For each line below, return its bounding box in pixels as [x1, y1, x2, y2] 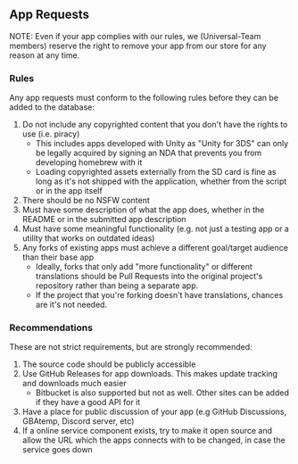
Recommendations [9, 321, 94, 334]
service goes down [21, 444, 94, 455]
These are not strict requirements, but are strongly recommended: [9, 342, 252, 352]
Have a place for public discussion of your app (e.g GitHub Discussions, [21, 406, 287, 418]
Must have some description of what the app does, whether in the [21, 204, 265, 215]
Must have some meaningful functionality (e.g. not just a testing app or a [21, 223, 290, 235]
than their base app [21, 252, 95, 262]
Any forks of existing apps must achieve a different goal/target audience [21, 243, 288, 253]
